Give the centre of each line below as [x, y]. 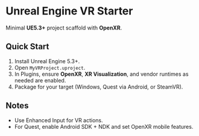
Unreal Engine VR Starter [69, 11]
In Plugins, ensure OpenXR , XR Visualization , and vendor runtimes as [101, 74]
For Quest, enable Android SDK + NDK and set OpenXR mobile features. [104, 126]
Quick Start [27, 47]
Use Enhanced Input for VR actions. [58, 120]
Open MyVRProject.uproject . [50, 67]
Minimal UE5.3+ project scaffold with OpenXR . [64, 28]
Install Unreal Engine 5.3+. [47, 61]
